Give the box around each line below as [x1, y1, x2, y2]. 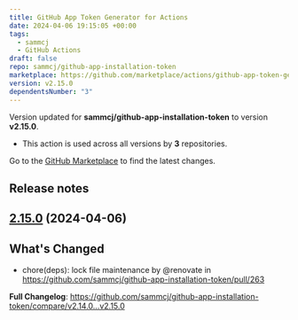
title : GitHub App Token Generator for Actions [9, 12, 189, 22]
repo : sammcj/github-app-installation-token [9, 63, 176, 72]
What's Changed [9, 241, 105, 256]
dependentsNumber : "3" [9, 87, 93, 96]
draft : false [9, 54, 58, 63]
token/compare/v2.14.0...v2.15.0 [9, 300, 126, 311]
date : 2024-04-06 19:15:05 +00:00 [9, 21, 137, 30]
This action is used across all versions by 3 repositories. [21, 138, 228, 149]
